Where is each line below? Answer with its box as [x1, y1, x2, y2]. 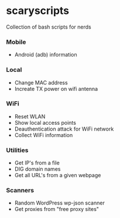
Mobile [6, 38, 26, 46]
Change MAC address [14, 79, 68, 86]
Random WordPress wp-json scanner [14, 199, 105, 206]
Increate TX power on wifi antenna [14, 85, 98, 92]
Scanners [6, 187, 34, 195]
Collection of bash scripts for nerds [6, 23, 92, 30]
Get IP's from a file [14, 159, 60, 167]
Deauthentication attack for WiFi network [14, 125, 114, 132]
